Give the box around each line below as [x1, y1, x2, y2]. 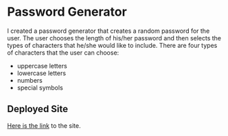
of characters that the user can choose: [7, 49, 119, 57]
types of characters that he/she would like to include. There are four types [7, 41, 218, 49]
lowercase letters [16, 69, 67, 77]
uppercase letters [16, 62, 67, 70]
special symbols [16, 83, 63, 92]
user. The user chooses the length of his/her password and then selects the [7, 33, 222, 42]
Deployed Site [7, 103, 69, 115]
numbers [16, 76, 43, 84]
